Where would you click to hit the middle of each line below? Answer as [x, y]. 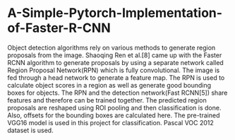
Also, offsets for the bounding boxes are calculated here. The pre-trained [114, 115]
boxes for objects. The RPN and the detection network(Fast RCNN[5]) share [117, 93]
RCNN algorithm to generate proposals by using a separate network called [115, 62]
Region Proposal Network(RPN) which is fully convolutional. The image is [114, 70]
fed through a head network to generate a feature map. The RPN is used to [116, 77]
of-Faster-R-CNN [59, 28]
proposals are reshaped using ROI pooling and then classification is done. [114, 107]
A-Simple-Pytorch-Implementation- [115, 13]
